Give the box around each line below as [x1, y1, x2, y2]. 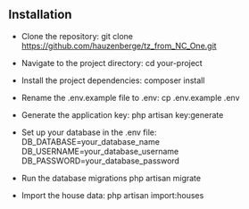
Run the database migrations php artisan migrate [21, 172, 202, 183]
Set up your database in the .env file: [21, 127, 157, 138]
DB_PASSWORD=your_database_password [21, 155, 180, 166]
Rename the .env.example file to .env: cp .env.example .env [21, 92, 240, 103]
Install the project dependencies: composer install [21, 75, 205, 86]
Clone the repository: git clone [21, 30, 133, 41]
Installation [8, 7, 72, 22]
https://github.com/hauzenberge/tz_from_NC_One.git [21, 40, 217, 51]
